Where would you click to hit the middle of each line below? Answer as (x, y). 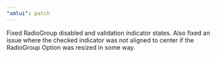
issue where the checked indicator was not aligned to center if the (100, 40)
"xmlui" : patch (28, 13)
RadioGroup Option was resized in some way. (71, 47)
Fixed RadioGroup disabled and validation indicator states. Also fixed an (108, 33)
